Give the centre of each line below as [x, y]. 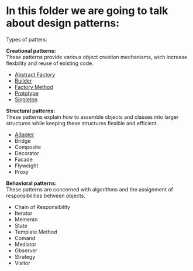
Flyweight [26, 166]
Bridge [23, 140]
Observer [26, 251]
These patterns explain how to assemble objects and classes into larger [92, 117]
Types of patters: [27, 39]
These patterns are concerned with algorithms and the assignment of [90, 189]
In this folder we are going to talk [87, 11]
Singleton [26, 99]
